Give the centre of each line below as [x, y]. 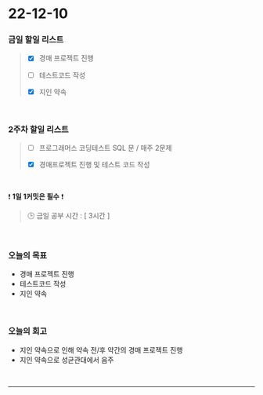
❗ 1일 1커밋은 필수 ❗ [36, 196]
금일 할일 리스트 [36, 40]
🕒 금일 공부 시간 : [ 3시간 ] [68, 216]
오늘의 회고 [28, 331]
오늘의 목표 [28, 256]
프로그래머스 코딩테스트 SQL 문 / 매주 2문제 [105, 148]
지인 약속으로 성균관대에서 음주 [67, 360]
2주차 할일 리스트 [38, 129]
